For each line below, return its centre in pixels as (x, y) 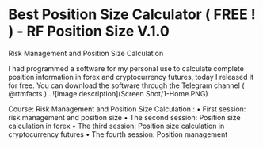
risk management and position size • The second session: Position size (124, 117)
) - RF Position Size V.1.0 (89, 31)
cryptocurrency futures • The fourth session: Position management (118, 134)
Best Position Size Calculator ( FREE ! (132, 15)
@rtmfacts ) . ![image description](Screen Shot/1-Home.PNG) (108, 93)
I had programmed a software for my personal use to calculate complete (126, 68)
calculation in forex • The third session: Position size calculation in (116, 126)
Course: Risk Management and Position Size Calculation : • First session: (127, 109)
